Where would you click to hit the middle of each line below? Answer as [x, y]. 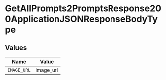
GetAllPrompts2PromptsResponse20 [83, 9]
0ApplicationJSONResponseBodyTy [81, 19]
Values [16, 48]
